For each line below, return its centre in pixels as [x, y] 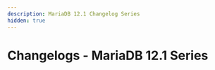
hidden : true [26, 21]
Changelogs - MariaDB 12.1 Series [108, 56]
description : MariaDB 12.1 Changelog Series [74, 14]
